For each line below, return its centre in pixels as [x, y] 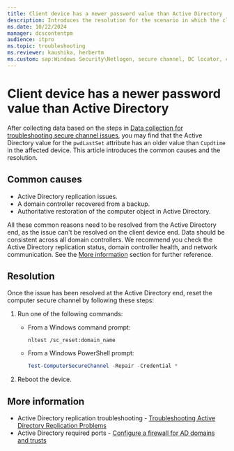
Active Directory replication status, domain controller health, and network [112, 247]
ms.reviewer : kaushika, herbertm [56, 53]
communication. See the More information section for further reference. [110, 254]
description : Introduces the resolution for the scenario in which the [113, 20]
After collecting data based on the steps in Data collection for [95, 128]
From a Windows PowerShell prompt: [81, 353]
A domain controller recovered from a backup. [84, 204]
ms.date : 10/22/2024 [37, 27]
